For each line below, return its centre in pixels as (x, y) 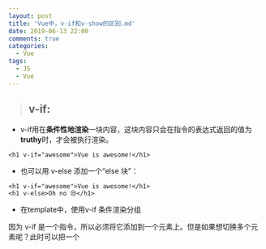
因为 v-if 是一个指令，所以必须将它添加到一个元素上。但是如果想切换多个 (130, 227)
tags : (17, 62)
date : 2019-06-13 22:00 (49, 31)
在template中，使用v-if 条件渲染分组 (81, 210)
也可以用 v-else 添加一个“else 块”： (79, 171)
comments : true (34, 39)
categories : (28, 46)
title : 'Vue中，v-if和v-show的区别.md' (72, 24)
